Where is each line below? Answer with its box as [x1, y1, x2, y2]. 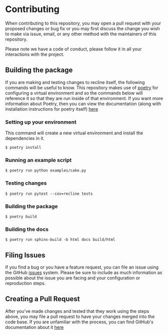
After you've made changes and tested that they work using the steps [5, 308, 149, 314]
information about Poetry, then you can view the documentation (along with [5, 101, 161, 107]
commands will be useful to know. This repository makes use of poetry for [5, 85, 158, 91]
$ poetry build [5, 214, 37, 219]
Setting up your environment [5, 118, 77, 125]
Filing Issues [5, 250, 46, 260]
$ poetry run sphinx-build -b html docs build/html [5, 237, 115, 242]
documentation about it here [5, 324, 64, 330]
